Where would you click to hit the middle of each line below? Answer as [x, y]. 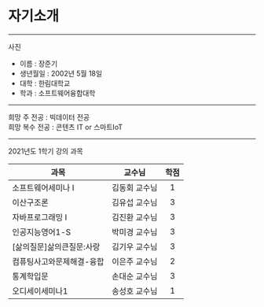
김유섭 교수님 [135, 202]
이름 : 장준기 [38, 63]
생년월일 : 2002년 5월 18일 [61, 73]
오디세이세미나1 [40, 290]
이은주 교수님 [135, 261]
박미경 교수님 [135, 231]
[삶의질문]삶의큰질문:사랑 [56, 246]
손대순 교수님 [135, 276]
